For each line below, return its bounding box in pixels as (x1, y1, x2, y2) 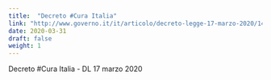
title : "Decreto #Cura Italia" (8, 11, 117, 20)
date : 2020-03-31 (8, 27, 67, 35)
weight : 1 (8, 42, 42, 50)
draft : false (8, 34, 52, 43)
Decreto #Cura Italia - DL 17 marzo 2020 (8, 64, 143, 74)
